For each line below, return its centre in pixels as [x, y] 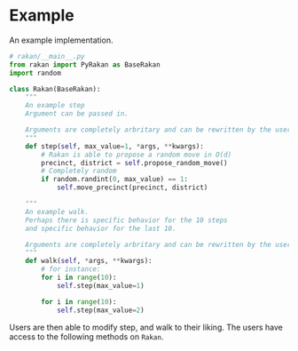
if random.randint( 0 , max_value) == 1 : [115, 179]
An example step [55, 106]
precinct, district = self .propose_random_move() [134, 163]
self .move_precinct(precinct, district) [132, 187]
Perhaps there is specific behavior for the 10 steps [126, 220]
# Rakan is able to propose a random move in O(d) [137, 155]
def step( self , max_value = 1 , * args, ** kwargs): [114, 146]
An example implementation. [61, 40]
